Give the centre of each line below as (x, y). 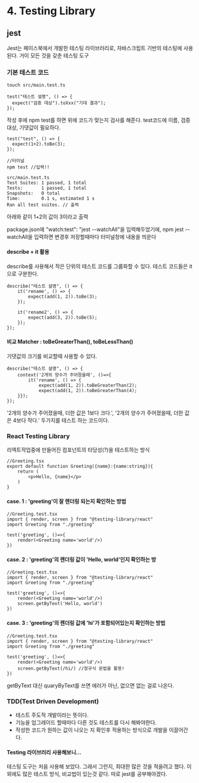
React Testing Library (38, 436)
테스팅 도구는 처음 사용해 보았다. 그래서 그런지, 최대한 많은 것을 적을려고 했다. (96, 767)
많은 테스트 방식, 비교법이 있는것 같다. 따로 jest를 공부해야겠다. (95, 774)
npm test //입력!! (28, 167)
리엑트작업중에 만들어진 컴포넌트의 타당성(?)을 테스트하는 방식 (78, 450)
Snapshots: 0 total (34, 193)
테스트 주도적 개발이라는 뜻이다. (52, 715)
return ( (28, 471)
